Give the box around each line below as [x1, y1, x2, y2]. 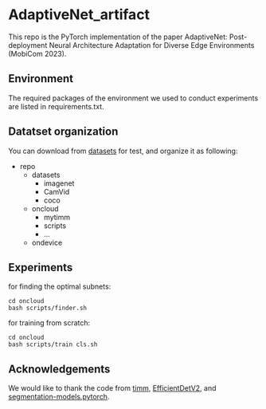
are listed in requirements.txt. [8, 101, 105, 111]
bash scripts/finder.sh [8, 305, 88, 313]
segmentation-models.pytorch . [8, 392, 110, 402]
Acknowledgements [8, 362, 111, 376]
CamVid [43, 187, 70, 196]
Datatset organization [8, 125, 119, 139]
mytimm [43, 212, 71, 222]
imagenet [43, 178, 75, 188]
